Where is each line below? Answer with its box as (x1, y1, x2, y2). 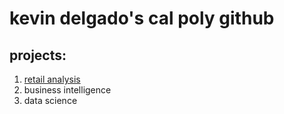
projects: (9, 47, 67, 64)
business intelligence (23, 84, 112, 96)
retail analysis (23, 73, 81, 85)
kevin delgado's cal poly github (9, 7, 275, 30)
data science (23, 95, 78, 106)
